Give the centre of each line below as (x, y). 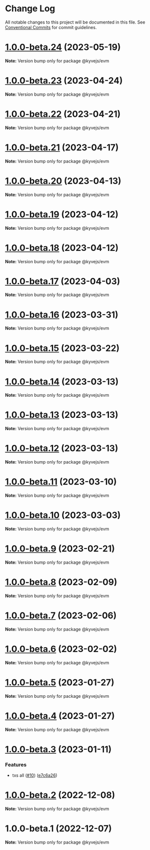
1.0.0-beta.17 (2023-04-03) (63, 281)
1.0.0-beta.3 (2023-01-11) (58, 749)
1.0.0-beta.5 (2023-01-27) (60, 682)
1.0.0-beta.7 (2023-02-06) (61, 616)
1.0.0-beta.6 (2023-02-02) (61, 649)
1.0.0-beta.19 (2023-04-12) (62, 214)
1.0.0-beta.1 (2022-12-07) (59, 829)
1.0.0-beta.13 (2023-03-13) (62, 415)
